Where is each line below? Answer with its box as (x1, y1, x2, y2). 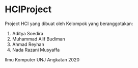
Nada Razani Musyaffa (12, 47, 60, 53)
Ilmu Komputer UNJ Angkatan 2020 (5, 56, 80, 62)
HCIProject (5, 4, 52, 15)
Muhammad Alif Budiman (12, 36, 66, 42)
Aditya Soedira (12, 30, 44, 36)
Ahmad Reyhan (12, 41, 44, 47)
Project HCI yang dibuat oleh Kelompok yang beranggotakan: (5, 20, 133, 27)
